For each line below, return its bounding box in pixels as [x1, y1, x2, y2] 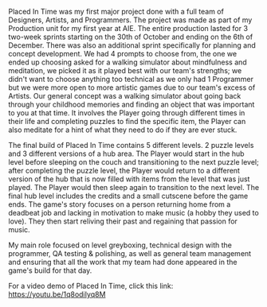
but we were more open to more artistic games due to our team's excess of [8, 83, 256, 92]
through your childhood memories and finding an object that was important [8, 99, 255, 109]
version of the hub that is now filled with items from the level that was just [8, 174, 250, 184]
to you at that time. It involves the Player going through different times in [8, 108, 245, 118]
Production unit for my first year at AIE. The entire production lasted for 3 [8, 24, 249, 33]
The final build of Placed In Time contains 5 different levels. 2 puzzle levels [8, 141, 254, 150]
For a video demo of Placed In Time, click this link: [8, 282, 174, 290]
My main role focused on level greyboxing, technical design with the [8, 240, 233, 250]
